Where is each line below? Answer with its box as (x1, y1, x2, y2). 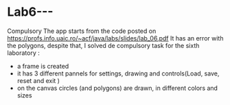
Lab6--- (7, 4, 54, 20)
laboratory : (7, 49, 40, 57)
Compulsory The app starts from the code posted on (7, 27, 157, 35)
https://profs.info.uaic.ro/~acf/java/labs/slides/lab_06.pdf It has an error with (7, 34, 224, 42)
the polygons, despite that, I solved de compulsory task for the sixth (7, 41, 200, 49)
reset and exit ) (16, 76, 60, 84)
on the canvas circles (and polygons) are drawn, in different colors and (16, 84, 218, 92)
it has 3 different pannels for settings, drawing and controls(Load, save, (16, 69, 220, 78)
